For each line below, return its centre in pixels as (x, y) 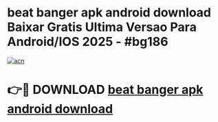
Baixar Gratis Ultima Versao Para (102, 27)
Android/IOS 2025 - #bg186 (88, 42)
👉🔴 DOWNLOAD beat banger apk (105, 90)
